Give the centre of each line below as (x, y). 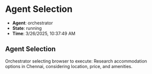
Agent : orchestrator (33, 23)
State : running (27, 28)
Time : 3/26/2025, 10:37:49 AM (44, 33)
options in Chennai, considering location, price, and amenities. (69, 66)
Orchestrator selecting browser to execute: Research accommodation (76, 61)
